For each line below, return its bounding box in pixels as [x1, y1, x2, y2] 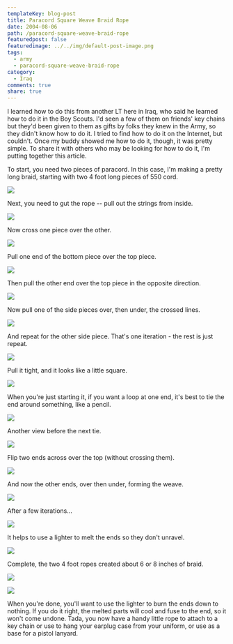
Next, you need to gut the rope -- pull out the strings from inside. [7, 200, 193, 208]
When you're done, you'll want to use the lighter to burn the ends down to [7, 599, 219, 608]
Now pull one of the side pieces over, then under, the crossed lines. [7, 306, 200, 314]
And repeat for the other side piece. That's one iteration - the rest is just [7, 332, 214, 340]
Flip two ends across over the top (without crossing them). [7, 454, 175, 462]
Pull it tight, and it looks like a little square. [7, 366, 127, 375]
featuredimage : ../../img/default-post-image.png [7, 43, 154, 50]
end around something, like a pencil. [7, 400, 111, 409]
